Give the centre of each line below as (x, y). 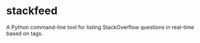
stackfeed (32, 11)
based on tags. (25, 33)
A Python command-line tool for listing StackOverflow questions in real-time (100, 27)
